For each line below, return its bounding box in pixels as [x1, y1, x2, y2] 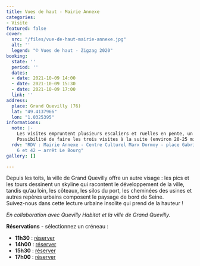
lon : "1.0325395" [11, 114, 55, 120]
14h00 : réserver [14, 241, 57, 248]
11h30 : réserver [14, 234, 55, 242]
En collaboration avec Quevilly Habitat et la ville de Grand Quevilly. [6, 211, 171, 218]
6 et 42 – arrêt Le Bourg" [17, 147, 84, 153]
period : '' [11, 64, 39, 70]
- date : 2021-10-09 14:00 [11, 75, 76, 81]
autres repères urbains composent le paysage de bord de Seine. [6, 193, 164, 200]
